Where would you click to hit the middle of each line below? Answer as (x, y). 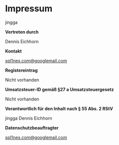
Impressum (29, 9)
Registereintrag (21, 70)
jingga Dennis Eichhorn (29, 118)
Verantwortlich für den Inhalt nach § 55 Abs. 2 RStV (59, 108)
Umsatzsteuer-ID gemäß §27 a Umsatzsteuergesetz (59, 89)
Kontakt (14, 51)
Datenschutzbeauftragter (32, 128)
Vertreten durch (22, 32)
